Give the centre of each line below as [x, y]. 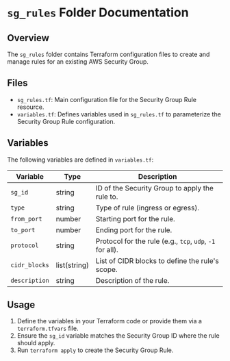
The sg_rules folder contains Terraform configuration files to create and [108, 54]
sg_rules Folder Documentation [98, 13]
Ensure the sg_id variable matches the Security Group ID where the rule [118, 336]
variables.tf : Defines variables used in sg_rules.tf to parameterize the [119, 114]
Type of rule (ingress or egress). [148, 208]
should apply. [36, 343]
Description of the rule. [132, 280]
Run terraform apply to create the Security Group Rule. [95, 350]
